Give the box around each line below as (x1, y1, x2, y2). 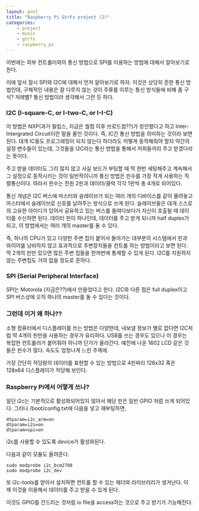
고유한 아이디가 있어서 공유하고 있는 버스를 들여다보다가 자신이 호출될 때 (12, 207, 179, 214)
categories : (6, 20, 36, 25)
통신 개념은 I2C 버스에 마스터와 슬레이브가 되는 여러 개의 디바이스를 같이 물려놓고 (6, 192, 193, 200)
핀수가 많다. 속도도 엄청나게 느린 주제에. (17, 346, 109, 353)
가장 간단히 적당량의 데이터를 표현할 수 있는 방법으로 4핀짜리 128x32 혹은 (6, 359, 176, 366)
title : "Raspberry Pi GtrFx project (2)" (6, 14, 110, 20)
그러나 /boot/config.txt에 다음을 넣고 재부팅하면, (14, 405, 126, 412)
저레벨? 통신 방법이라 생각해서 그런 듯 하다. (14, 93, 114, 101)
